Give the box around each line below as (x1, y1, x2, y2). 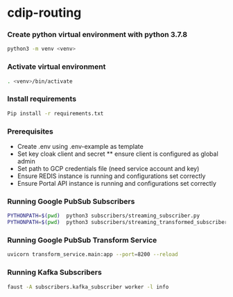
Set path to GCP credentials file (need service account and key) (17, 165, 200, 172)
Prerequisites (7, 127, 53, 136)
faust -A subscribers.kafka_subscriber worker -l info (7, 283, 169, 290)
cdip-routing (7, 5, 82, 21)
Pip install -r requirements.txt (7, 110, 104, 117)
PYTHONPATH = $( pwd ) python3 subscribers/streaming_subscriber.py (7, 212, 200, 220)
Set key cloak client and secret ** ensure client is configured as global (17, 150, 218, 158)
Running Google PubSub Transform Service (7, 235, 157, 245)
